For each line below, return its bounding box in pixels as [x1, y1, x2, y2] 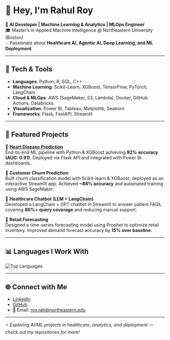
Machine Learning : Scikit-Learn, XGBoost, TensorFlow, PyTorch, [12, 84, 148, 90]
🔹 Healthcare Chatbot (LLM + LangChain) [5, 195, 94, 202]
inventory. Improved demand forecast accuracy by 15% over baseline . [5, 227, 152, 233]
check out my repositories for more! [5, 329, 80, 335]
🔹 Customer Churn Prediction [5, 169, 69, 176]
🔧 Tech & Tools [5, 65, 53, 74]
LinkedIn [12, 296, 31, 302]
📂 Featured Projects [5, 130, 69, 139]
